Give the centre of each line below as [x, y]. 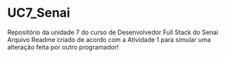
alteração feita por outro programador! [63, 47]
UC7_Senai [39, 13]
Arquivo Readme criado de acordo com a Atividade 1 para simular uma [109, 39]
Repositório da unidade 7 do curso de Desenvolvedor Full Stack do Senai [113, 32]
